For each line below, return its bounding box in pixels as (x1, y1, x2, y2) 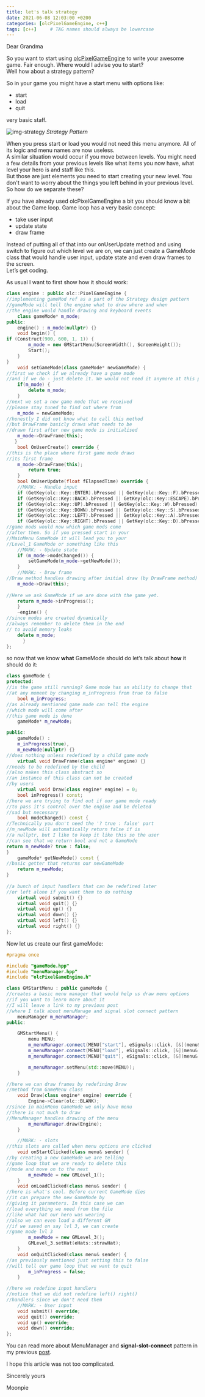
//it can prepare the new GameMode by (6, 1195, 105, 1201)
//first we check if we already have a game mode (6, 370, 135, 377)
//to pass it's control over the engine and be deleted (6, 804, 151, 810)
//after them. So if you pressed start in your (6, 530, 130, 536)
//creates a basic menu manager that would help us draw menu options (6, 991, 190, 997)
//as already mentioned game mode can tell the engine (6, 701, 149, 707)
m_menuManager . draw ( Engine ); (28, 1121, 103, 1127)
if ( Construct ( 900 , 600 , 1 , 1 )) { (6, 336, 95, 342)
